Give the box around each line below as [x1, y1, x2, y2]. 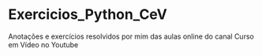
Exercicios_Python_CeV [8, 6, 167, 24]
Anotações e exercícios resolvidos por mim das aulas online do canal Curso [8, 32, 254, 41]
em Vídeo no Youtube [8, 39, 79, 49]
